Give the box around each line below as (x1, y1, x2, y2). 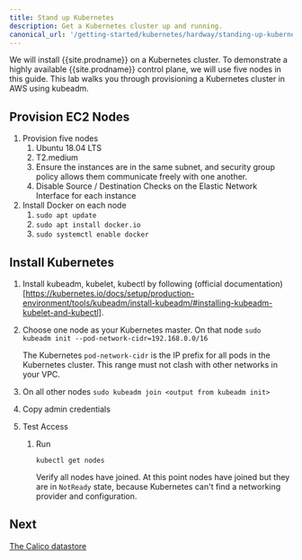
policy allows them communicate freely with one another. (35, 172, 248, 182)
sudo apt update (35, 211, 97, 220)
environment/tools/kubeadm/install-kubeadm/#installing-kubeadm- (22, 298, 273, 308)
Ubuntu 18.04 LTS (35, 143, 102, 154)
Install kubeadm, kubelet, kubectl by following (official (22, 279, 223, 289)
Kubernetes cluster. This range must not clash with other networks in (22, 360, 279, 369)
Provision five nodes (22, 133, 99, 144)
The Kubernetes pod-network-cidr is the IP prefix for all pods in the (22, 350, 271, 360)
